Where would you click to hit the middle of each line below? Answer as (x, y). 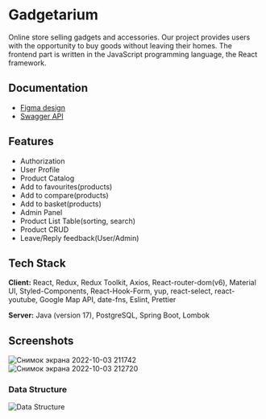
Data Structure (38, 390)
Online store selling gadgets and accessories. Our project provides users (129, 37)
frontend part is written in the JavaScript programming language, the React (133, 54)
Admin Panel (41, 212)
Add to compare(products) (64, 195)
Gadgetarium (54, 15)
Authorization (43, 161)
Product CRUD (44, 229)
